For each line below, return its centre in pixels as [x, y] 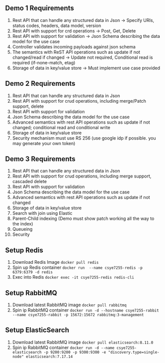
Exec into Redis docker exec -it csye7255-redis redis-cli [73, 277]
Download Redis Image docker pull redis [55, 262]
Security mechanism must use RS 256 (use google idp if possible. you [84, 138]
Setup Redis [24, 250]
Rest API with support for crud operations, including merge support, [82, 176]
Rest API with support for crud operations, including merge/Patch [79, 101]
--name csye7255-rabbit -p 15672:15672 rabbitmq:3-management [78, 315]
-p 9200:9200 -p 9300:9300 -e [75, 352]
